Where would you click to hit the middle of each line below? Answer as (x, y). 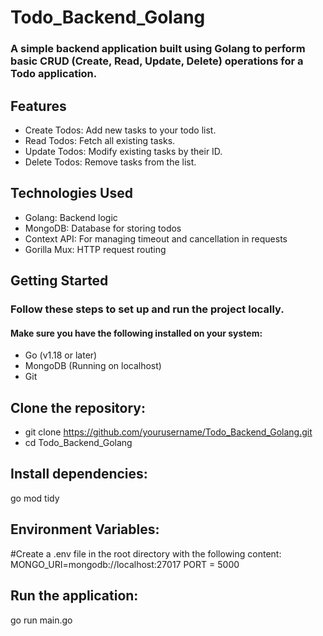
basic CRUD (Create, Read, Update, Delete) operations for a (157, 61)
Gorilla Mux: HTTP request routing (95, 249)
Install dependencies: (79, 474)
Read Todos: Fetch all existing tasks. (100, 140)
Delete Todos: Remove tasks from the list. (110, 162)
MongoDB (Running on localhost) (93, 366)
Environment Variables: (85, 529)
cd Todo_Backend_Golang (78, 443)
